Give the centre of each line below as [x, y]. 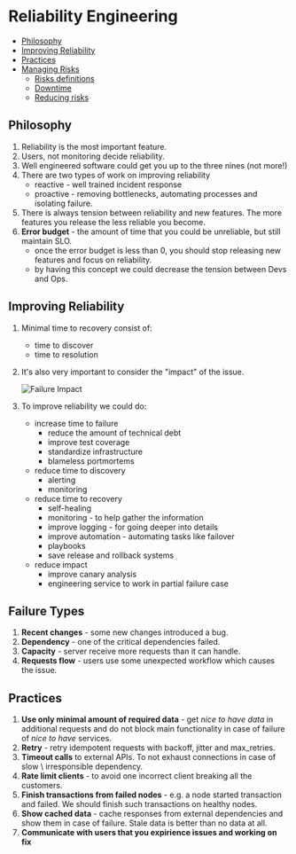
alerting [62, 480]
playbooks [66, 545]
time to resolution [66, 354]
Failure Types [47, 611]
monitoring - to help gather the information [126, 517]
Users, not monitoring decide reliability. [93, 156]
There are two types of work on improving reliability [116, 175]
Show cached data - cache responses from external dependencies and [152, 814]
